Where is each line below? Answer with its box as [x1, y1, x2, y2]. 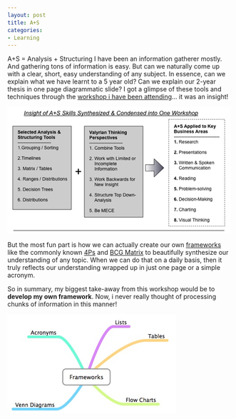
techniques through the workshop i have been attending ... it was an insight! [7, 93, 229, 101]
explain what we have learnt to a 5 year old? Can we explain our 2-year [7, 77, 216, 86]
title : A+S [7, 19, 40, 26]
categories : [7, 26, 43, 34]
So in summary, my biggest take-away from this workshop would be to [7, 285, 215, 293]
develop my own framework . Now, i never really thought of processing [7, 293, 216, 301]
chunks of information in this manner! [7, 300, 118, 308]
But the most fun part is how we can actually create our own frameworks [7, 241, 222, 249]
